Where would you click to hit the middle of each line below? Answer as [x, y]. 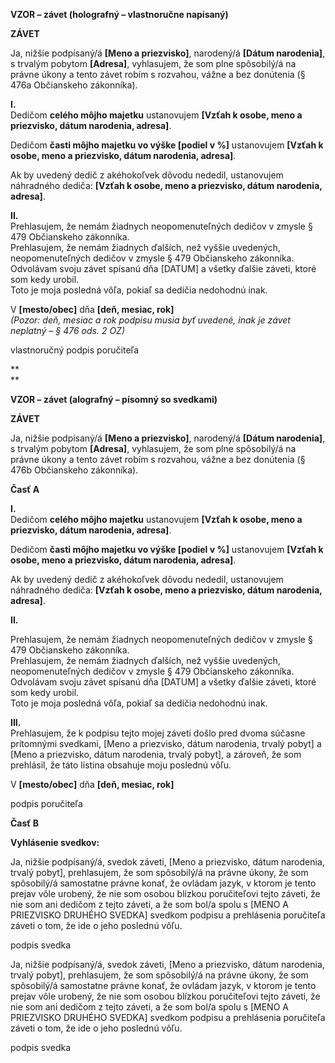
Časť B [25, 823]
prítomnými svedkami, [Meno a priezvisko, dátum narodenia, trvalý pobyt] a [166, 743]
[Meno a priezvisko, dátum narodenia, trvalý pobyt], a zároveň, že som [156, 754]
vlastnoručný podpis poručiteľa [75, 350]
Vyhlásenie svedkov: [55, 842]
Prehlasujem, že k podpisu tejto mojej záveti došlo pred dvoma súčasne [158, 733]
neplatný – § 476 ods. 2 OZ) [67, 330]
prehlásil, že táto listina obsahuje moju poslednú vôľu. [121, 765]
